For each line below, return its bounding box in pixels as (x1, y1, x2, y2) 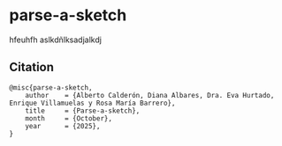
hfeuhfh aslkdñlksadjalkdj (9, 34, 102, 45)
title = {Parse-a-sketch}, (25, 106, 141, 115)
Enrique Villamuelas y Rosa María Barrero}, (9, 99, 176, 107)
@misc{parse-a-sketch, (9, 83, 93, 92)
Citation (9, 60, 55, 75)
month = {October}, (25, 113, 113, 123)
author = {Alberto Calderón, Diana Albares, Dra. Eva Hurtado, (25, 91, 275, 99)
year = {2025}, (25, 121, 101, 130)
